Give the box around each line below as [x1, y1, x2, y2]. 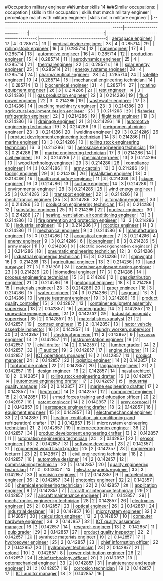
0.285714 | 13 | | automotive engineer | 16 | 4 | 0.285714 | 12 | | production [5, 51, 153, 57]
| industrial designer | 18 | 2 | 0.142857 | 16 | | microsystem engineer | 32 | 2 [5, 508, 157, 514]
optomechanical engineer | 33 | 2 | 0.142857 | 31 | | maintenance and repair [5, 560, 156, 566]
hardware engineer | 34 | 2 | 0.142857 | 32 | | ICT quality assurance [5, 518, 140, 524]
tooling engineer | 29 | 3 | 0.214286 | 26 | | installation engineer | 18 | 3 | [5, 171, 149, 176]
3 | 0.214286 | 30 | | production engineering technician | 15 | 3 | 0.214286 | [5, 201, 155, 207]
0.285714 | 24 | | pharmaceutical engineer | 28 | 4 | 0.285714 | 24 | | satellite [5, 72, 158, 77]
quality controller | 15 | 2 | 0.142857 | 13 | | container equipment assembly [5, 300, 152, 306]
